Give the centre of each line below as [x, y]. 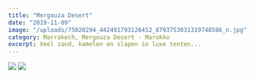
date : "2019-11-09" [40, 23]
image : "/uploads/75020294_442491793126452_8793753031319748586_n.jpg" [127, 30]
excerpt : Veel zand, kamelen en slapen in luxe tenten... [105, 44]
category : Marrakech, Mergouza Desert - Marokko [89, 37]
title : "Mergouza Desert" [50, 15]
